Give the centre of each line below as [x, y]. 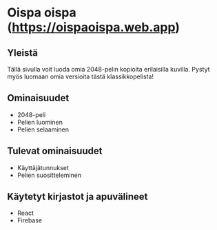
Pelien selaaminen [43, 129]
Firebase [30, 220]
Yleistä [22, 53]
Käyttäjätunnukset [43, 167]
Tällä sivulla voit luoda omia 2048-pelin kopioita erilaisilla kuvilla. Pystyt [108, 69]
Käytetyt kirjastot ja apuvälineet [77, 197]
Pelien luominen [40, 122]
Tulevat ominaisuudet [55, 151]
